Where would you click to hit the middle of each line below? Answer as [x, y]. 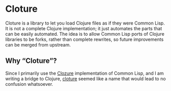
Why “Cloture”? [31, 61]
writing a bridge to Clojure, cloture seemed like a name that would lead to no [86, 78]
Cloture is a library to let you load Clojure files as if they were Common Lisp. [85, 23]
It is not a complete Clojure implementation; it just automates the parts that [84, 28]
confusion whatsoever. [29, 84]
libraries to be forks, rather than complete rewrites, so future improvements [84, 39]
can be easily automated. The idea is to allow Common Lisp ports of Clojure [85, 34]
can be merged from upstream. [38, 44]
